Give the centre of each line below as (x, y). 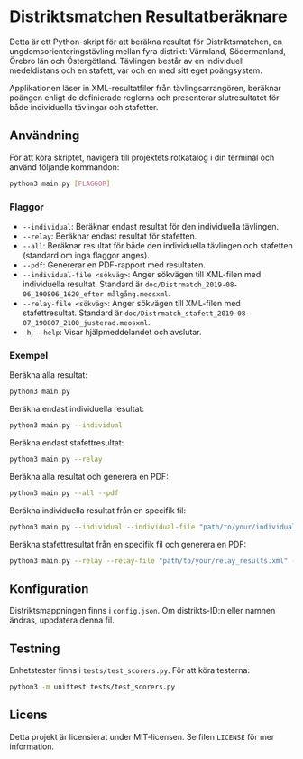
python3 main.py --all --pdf (64, 493)
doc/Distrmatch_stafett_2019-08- (188, 314)
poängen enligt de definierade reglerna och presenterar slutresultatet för (144, 98)
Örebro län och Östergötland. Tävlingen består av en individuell (127, 61)
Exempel (29, 355)
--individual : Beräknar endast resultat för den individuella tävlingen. (151, 226)
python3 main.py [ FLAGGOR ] (60, 183)
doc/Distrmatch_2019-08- (192, 285)
